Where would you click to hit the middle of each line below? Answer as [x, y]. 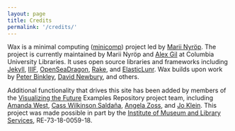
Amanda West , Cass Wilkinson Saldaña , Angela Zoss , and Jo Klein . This [112, 106]
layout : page [27, 14]
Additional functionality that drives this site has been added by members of [117, 91]
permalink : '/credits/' [42, 27]
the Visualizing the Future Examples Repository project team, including [110, 98]
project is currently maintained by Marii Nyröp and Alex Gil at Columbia [111, 54]
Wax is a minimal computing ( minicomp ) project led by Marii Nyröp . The [112, 47]
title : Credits [30, 20]
